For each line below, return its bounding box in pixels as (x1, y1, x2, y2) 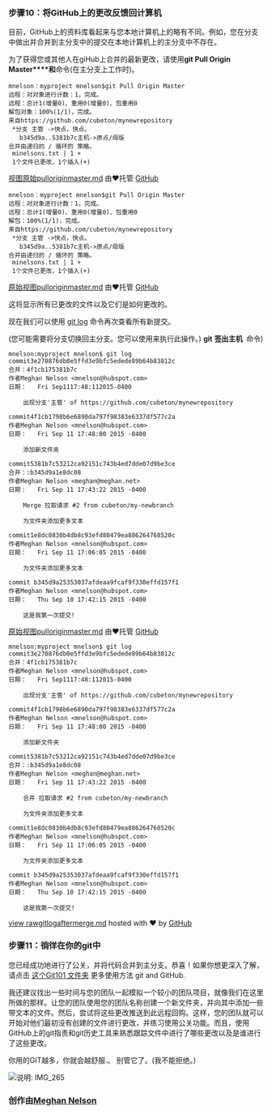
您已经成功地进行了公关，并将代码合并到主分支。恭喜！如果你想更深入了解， (8, 960, 264, 970)
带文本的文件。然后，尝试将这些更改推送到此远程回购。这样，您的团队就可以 (8, 1007, 264, 1018)
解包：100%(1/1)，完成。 (8, 217, 83, 225)
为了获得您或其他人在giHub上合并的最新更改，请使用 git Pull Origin (8, 54, 231, 64)
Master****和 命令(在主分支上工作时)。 (8, 65, 139, 75)
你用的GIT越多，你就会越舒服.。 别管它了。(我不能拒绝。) (8, 1055, 197, 1065)
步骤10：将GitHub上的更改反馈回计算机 (8, 6, 162, 18)
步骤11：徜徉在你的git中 (8, 940, 101, 951)
